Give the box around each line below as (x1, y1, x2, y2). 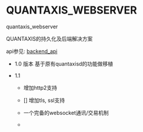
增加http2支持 (23, 84, 58, 91)
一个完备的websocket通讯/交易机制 (23, 109, 109, 116)
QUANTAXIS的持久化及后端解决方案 (6, 35, 93, 42)
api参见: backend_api (6, 48, 58, 55)
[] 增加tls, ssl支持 (23, 97, 65, 104)
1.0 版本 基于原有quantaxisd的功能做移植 (14, 60, 114, 67)
